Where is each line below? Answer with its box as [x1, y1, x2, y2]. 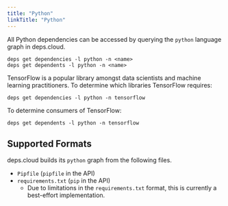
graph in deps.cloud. [7, 42, 66, 51]
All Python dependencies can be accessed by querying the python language [7, 35, 222, 43]
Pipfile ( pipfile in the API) [16, 169, 96, 178]
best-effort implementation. [27, 191, 105, 199]
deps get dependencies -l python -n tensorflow [7, 94, 146, 101]
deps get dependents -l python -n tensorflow [7, 119, 139, 127]
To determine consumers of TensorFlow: [7, 106, 122, 114]
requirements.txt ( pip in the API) [16, 177, 111, 185]
